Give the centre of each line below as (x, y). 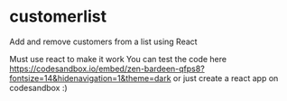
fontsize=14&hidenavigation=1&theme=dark (90, 78)
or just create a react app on (226, 78)
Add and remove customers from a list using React (103, 41)
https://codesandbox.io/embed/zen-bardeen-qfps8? (107, 69)
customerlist (58, 17)
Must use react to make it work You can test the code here (118, 59)
